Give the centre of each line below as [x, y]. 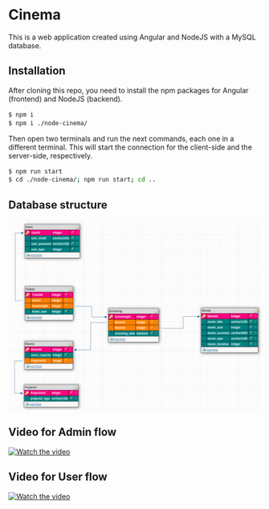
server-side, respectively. [51, 155]
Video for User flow [58, 477]
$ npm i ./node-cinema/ [48, 123]
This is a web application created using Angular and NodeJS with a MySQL [132, 37]
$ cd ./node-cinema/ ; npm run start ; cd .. [82, 180]
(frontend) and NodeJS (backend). [65, 99]
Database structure [58, 205]
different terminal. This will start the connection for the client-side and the [130, 147]
